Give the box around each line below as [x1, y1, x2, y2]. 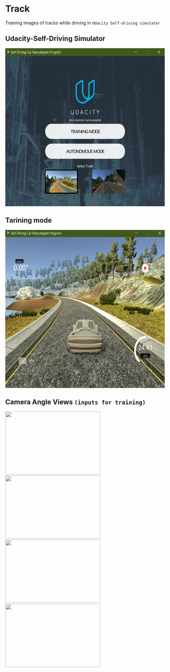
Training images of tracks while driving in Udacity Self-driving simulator [5, 20, 160, 26]
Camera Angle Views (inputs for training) [5, 397, 146, 406]
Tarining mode [5, 216, 52, 225]
